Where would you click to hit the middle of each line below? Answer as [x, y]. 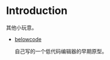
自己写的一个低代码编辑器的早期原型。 [61, 51]
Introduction [37, 11]
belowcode [28, 39]
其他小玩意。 [21, 27]
